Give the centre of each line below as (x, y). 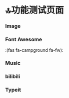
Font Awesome (24, 39)
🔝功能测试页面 (34, 10)
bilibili (13, 77)
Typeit (13, 90)
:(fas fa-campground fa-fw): (34, 50)
